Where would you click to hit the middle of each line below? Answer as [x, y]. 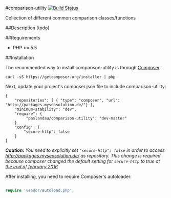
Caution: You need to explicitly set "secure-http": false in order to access [85, 150]
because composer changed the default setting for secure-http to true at [83, 161]
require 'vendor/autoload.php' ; [40, 190]
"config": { [27, 127]
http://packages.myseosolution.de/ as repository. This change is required [83, 156]
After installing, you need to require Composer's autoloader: [69, 176]
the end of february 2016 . [32, 166]
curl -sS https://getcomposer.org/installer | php [60, 77]
